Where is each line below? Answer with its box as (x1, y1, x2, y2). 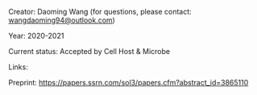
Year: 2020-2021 (8, 31, 64, 40)
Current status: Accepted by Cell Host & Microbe (8, 47, 171, 56)
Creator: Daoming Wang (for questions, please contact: (8, 7, 192, 16)
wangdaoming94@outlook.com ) (8, 15, 115, 25)
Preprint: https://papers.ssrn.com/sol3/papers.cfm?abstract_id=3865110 (8, 78, 249, 87)
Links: (8, 62, 28, 72)
